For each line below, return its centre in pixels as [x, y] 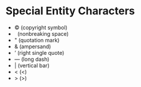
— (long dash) [32, 59]
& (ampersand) [33, 46]
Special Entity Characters [70, 11]
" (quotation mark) [37, 40]
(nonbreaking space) [43, 33]
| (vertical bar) [32, 65]
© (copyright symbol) [41, 27]
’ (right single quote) [39, 52]
